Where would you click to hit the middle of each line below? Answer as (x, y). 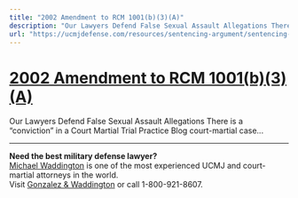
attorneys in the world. (77, 175)
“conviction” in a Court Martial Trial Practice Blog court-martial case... (137, 131)
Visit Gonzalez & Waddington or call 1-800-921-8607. (106, 185)
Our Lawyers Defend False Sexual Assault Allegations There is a (126, 122)
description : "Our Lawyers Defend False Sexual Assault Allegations (138, 26)
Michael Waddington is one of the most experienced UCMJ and (125, 166)
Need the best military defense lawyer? (83, 156)
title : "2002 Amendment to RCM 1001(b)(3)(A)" (97, 17)
